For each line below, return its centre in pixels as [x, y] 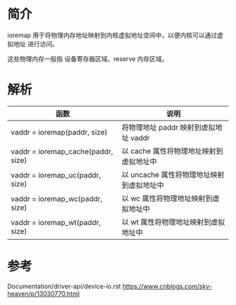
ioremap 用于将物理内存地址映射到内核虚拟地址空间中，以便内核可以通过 [112, 35]
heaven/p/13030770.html [44, 293]
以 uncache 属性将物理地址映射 [173, 175]
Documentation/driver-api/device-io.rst [64, 286]
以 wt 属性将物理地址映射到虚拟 [173, 222]
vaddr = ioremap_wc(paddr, [57, 198]
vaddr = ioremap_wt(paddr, [56, 222]
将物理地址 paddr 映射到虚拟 [169, 127]
